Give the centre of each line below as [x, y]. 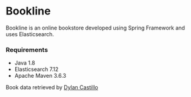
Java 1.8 [25, 63]
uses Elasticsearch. [30, 34]
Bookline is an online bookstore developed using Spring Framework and [95, 28]
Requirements [27, 49]
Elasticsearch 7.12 [36, 69]
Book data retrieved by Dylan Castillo [52, 87]
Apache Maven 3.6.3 [40, 76]
